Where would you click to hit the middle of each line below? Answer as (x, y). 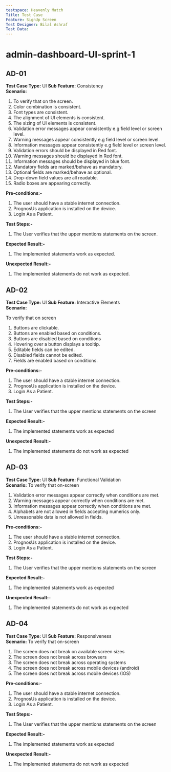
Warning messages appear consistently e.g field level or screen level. (87, 140)
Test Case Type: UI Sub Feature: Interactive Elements (63, 302)
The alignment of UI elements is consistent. (59, 118)
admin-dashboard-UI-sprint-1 (70, 55)
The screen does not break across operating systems (70, 662)
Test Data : (17, 29)
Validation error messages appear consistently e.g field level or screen (88, 128)
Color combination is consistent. (47, 107)
